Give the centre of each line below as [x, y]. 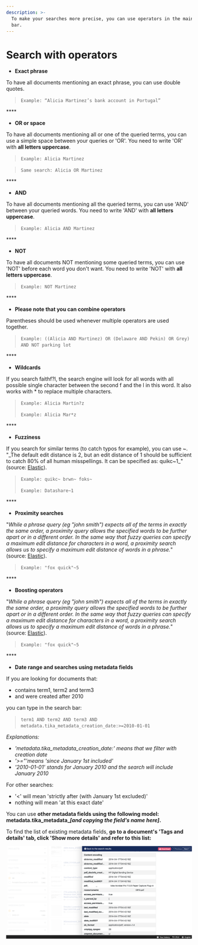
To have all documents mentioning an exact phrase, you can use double [93, 83]
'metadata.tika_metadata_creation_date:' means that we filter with [95, 749]
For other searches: [30, 785]
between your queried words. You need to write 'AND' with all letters [90, 211]
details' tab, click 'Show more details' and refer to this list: [79, 838]
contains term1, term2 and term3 [54, 690]
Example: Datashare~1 [47, 491]
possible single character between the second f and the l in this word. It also [99, 385]
